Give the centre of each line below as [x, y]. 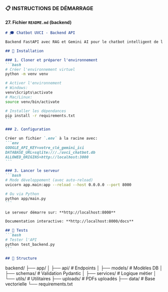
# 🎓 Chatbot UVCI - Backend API [40, 33]
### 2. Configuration [28, 129]
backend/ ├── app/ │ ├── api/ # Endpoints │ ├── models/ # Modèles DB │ [84, 268]
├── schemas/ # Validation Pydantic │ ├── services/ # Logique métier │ [81, 273]
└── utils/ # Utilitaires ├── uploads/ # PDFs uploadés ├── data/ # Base [80, 278]
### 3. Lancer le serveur [32, 171]
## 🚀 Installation [24, 51]
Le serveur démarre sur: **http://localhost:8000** [60, 212]
